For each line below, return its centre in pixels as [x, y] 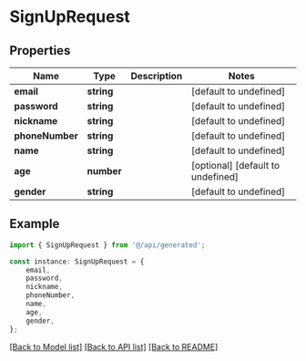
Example [35, 224]
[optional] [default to [235, 165]
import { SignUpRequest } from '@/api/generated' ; [107, 245]
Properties [40, 51]
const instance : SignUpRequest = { [77, 262]
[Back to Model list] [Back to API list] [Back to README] [114, 346]
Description [157, 76]
